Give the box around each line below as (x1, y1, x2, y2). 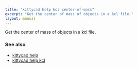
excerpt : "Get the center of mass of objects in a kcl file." (5, 12, 134, 16)
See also (5, 41, 26, 48)
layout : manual (5, 16, 36, 21)
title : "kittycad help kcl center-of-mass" (5, 7, 95, 12)
